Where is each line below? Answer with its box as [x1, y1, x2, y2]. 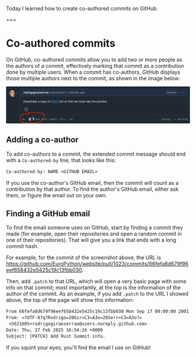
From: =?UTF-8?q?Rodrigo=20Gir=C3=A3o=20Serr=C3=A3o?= [6, 315, 142, 321]
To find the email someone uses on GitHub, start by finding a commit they [6, 224, 183, 231]
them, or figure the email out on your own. [6, 191, 107, 198]
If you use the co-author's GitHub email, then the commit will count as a [6, 179, 179, 186]
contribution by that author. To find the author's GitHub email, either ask [6, 186, 179, 193]
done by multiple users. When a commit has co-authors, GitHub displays [6, 68, 181, 75]
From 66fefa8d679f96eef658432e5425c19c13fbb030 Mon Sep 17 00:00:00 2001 [6, 308, 190, 315]
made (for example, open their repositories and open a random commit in [6, 231, 182, 238]
